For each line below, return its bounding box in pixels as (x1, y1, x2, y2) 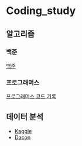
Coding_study (6, 4, 76, 18)
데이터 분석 (6, 111, 44, 121)
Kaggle (14, 127, 32, 134)
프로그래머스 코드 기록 (6, 93, 57, 100)
